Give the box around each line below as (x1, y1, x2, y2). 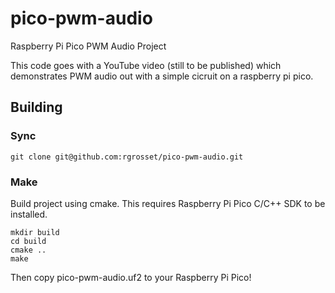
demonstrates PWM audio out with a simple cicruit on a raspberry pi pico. (10, 70, 314, 82)
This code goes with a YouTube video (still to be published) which (10, 59, 282, 71)
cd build (10, 236, 47, 246)
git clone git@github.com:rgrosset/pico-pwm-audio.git (10, 152, 244, 162)
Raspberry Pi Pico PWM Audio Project (10, 40, 167, 52)
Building (10, 99, 63, 116)
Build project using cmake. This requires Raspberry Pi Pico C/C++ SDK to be (10, 197, 326, 209)
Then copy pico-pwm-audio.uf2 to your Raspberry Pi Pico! (10, 271, 252, 283)
